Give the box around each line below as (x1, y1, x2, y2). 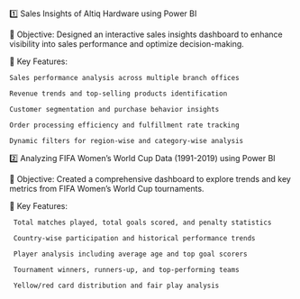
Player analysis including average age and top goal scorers (13, 249, 248, 258)
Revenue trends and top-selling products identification (9, 89, 228, 98)
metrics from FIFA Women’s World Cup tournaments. (9, 184, 205, 194)
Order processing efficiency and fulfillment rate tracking (9, 121, 241, 130)
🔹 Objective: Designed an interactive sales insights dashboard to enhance (9, 29, 283, 40)
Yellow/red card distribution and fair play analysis (13, 281, 220, 290)
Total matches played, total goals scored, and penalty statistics (13, 218, 272, 227)
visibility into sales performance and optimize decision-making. (9, 39, 245, 49)
